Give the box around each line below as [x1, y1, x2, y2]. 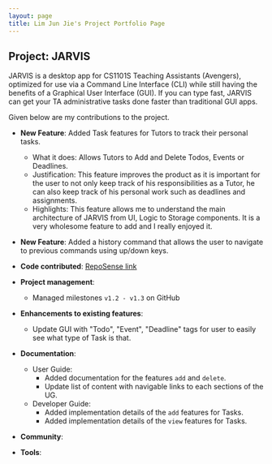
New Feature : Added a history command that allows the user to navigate [19, 237, 264, 247]
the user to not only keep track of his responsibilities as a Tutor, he [32, 178, 256, 188]
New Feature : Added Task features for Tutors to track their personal [19, 128, 248, 138]
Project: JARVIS [8, 49, 91, 63]
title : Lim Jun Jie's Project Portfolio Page [8, 19, 165, 28]
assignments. [32, 195, 78, 205]
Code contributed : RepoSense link [19, 261, 137, 272]
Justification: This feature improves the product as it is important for [32, 170, 261, 179]
